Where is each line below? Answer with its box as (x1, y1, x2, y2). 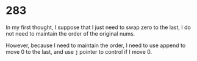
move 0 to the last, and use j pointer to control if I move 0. (5, 48, 152, 55)
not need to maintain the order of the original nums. (5, 30, 135, 37)
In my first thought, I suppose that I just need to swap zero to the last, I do (5, 24, 192, 31)
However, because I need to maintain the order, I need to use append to (5, 42, 186, 49)
